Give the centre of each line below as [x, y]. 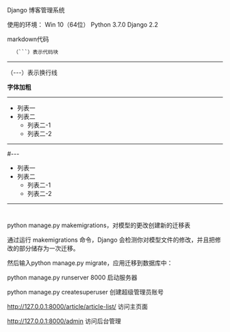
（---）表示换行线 [33, 72]
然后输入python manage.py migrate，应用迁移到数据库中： [90, 263]
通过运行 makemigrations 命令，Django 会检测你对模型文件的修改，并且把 [111, 240]
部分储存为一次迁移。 [49, 248]
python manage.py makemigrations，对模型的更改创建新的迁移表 [99, 225]
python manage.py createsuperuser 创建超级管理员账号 [86, 292]
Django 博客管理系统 [36, 10]
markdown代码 [28, 39]
